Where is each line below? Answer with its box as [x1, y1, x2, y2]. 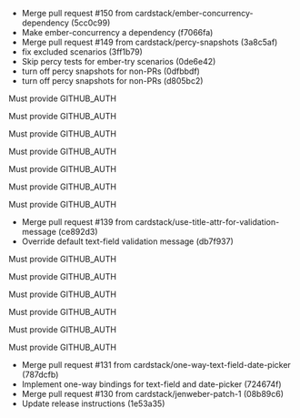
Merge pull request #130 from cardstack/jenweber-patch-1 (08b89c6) [21, 389, 284, 399]
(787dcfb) [21, 369, 59, 380]
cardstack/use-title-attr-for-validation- [135, 217, 280, 227]
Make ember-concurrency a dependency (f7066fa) [21, 27, 214, 37]
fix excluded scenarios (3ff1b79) [21, 46, 143, 57]
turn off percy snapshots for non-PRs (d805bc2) [21, 76, 204, 86]
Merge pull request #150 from [21, 8, 134, 18]
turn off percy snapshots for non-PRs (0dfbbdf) [21, 66, 201, 76]
